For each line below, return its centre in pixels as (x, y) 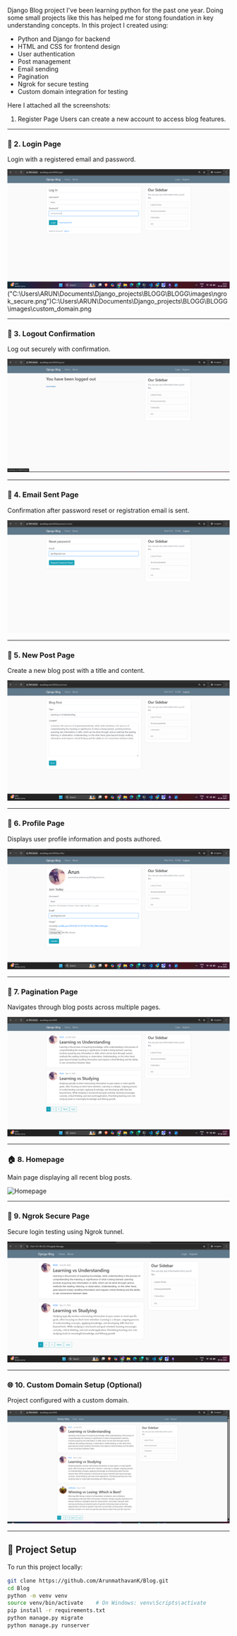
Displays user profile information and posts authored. (85, 839)
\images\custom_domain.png (49, 309)
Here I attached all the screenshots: (59, 105)
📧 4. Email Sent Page (43, 495)
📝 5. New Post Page (41, 655)
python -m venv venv (38, 1596)
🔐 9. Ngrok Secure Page (49, 1216)
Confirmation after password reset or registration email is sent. (98, 510)
